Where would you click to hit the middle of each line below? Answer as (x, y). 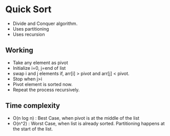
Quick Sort (28, 9)
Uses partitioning (31, 29)
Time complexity (33, 106)
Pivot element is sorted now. (42, 84)
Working (19, 50)
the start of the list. (33, 129)
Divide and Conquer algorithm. (45, 23)
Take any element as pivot (40, 63)
